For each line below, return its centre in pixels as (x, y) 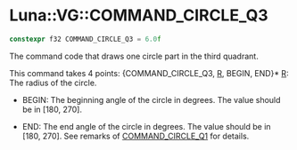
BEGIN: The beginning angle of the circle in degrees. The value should (151, 99)
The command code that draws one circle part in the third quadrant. (134, 56)
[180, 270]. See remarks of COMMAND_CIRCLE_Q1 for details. (136, 136)
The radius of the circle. (53, 83)
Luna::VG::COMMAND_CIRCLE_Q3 (139, 16)
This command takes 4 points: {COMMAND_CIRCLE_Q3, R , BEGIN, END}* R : (149, 73)
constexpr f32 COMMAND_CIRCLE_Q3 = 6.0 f (86, 39)
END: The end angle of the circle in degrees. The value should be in (146, 126)
